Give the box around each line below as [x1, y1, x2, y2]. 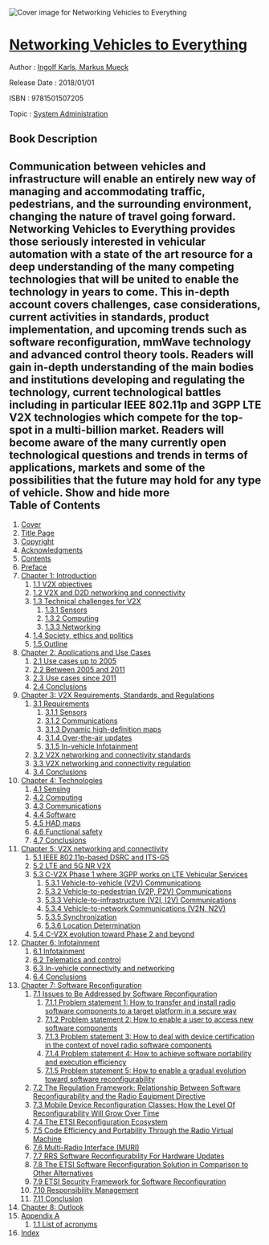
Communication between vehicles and [9, 159, 206, 173]
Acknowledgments [20, 545, 84, 555]
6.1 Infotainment [32, 946, 85, 956]
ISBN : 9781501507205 [9, 93, 84, 103]
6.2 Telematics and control [32, 955, 121, 965]
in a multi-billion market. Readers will [34, 422, 224, 437]
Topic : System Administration [9, 108, 108, 118]
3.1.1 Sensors [44, 708, 88, 717]
